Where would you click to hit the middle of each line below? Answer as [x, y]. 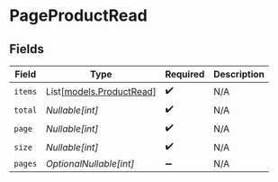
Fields [27, 49]
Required [185, 74]
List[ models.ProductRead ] [101, 91]
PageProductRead [79, 16]
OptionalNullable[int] [90, 164]
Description [239, 74]
